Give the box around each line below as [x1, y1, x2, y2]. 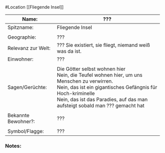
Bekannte [7, 112, 29, 119]
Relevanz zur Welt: [7, 45, 51, 51]
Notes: [5, 142, 22, 149]
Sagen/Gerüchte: [7, 84, 47, 90]
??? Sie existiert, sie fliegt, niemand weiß [56, 42, 150, 48]
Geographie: [7, 34, 36, 41]
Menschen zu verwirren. [56, 78, 113, 85]
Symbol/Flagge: [7, 128, 44, 134]
